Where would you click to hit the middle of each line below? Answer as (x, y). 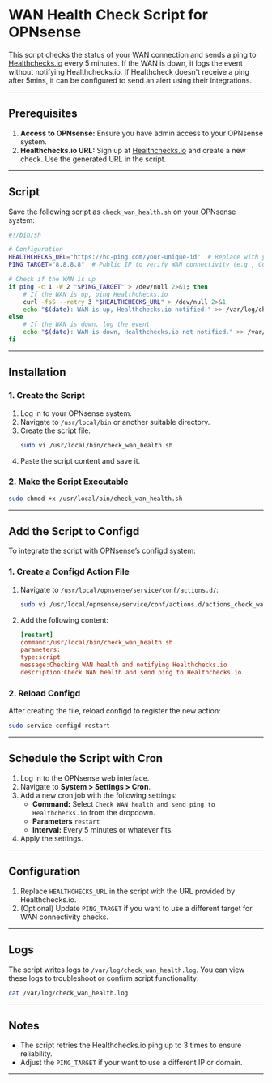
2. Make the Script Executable (68, 482)
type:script (40, 657)
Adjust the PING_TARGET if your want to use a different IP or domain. (131, 1063)
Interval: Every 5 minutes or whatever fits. (103, 829)
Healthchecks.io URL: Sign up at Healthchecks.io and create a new (133, 150)
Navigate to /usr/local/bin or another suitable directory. (115, 422)
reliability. (36, 1054)
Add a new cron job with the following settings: (98, 795)
